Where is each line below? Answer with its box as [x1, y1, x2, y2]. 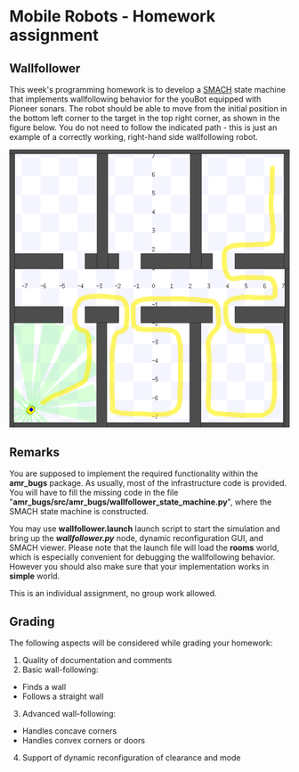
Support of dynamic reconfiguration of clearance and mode [21, 752, 241, 763]
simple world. [9, 571, 61, 581]
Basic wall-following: [21, 664, 99, 675]
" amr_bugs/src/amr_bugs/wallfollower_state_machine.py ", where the [9, 497, 272, 507]
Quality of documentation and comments [21, 655, 173, 666]
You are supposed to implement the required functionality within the [9, 468, 259, 479]
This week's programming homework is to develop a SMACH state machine [9, 85, 287, 94]
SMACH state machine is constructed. [9, 506, 149, 517]
